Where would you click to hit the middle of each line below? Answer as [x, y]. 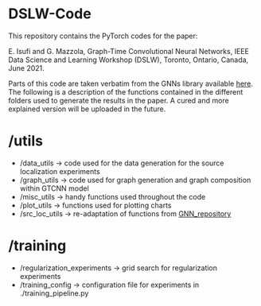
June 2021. [27, 68]
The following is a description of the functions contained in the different [126, 91]
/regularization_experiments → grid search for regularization [118, 268]
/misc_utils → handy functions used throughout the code [113, 196]
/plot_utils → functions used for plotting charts [95, 205]
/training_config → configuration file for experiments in [109, 285]
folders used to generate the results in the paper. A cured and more [119, 100]
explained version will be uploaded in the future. [87, 109]
